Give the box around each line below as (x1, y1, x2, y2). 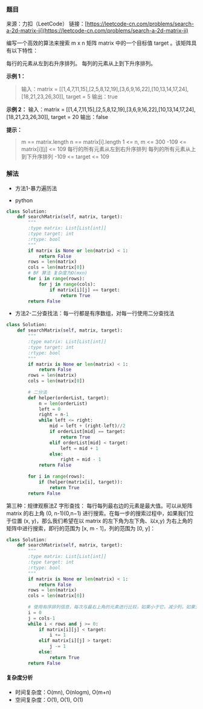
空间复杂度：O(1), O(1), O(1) (14, 696, 83, 703)
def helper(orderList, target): (28, 394, 110, 401)
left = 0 (38, 406, 61, 412)
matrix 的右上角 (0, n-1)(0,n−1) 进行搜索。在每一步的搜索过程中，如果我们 (6, 509, 188, 517)
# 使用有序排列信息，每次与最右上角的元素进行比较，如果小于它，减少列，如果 (28, 604, 195, 611)
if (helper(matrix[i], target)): (38, 479, 123, 485)
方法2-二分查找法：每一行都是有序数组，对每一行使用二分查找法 (14, 310, 175, 317)
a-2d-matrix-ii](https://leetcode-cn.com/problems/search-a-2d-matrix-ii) (6, 27, 188, 34)
